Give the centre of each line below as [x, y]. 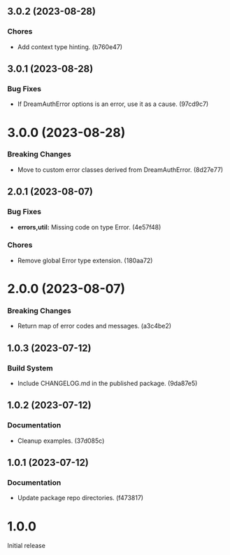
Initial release [26, 546]
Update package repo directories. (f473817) [80, 498]
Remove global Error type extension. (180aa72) [85, 260]
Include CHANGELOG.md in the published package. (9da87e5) [107, 383]
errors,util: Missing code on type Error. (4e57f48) [89, 227]
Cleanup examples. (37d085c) [61, 441]
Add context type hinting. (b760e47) [70, 47]
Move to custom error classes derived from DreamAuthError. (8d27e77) [120, 169]
